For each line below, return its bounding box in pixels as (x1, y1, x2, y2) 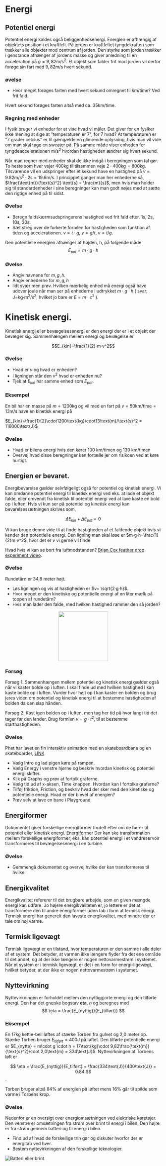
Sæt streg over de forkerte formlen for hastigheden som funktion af (12, 224, 150, 230)
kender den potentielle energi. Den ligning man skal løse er (5, 532, 125, 538)
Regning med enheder (5, 114, 60, 121)
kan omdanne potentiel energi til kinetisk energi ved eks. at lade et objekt (5, 490, 155, 496)
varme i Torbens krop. (5, 1091, 51, 1097)
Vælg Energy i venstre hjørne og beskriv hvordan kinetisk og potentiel (12, 765, 155, 772)
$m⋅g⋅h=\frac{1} (126, 532, 159, 538)
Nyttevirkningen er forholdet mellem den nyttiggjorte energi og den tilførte (5, 994, 157, 1000)
